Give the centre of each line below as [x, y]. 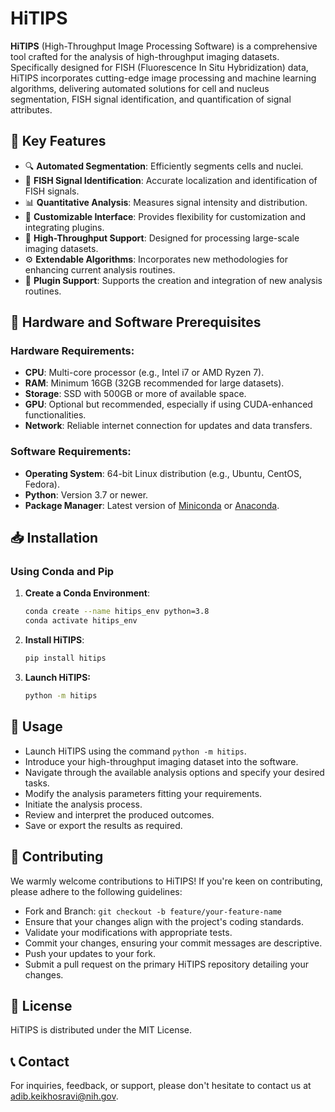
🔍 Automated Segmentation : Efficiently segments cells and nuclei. [164, 166]
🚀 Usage [36, 727]
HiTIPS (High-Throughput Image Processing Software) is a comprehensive [164, 46]
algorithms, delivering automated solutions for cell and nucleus [140, 88]
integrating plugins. [64, 227]
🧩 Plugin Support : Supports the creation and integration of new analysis [173, 280]
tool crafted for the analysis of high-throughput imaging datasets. [145, 56]
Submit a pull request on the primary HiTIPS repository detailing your [166, 964]
